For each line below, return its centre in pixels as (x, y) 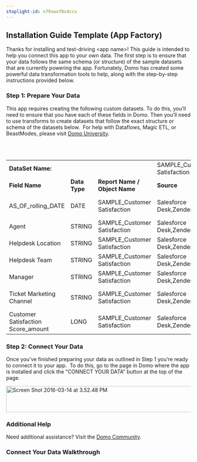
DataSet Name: (30, 168)
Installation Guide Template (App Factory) (84, 35)
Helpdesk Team (31, 260)
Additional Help (29, 424)
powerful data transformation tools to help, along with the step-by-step (92, 74)
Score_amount (29, 329)
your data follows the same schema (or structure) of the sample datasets (94, 62)
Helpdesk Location (35, 243)
